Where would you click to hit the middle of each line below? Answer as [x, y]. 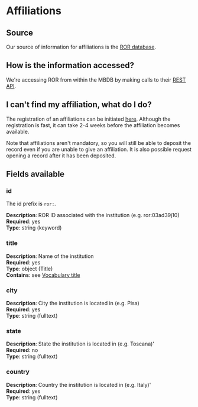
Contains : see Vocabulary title [43, 275]
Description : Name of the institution [50, 256]
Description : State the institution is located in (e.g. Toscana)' [80, 344]
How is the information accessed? [70, 65]
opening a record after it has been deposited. [61, 156]
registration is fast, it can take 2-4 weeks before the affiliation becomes [93, 125]
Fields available [35, 174]
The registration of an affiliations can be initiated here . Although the [88, 119]
